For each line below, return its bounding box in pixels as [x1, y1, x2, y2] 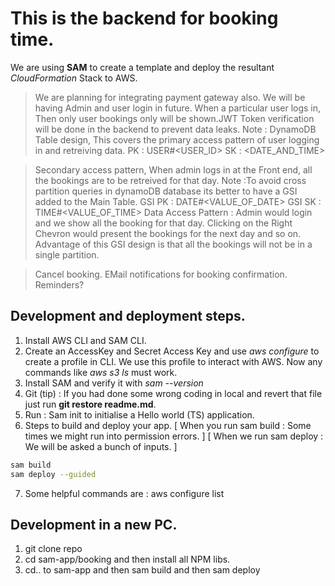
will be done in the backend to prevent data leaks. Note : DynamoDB [34, 123, 317, 135]
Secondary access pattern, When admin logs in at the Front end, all [34, 163, 313, 176]
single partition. [34, 248, 100, 261]
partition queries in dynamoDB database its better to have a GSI [34, 185, 298, 197]
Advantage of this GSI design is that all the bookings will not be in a [34, 238, 313, 250]
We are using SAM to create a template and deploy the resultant [10, 61, 275, 73]
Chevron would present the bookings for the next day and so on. [34, 227, 302, 239]
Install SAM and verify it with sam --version [24, 377, 204, 389]
